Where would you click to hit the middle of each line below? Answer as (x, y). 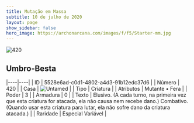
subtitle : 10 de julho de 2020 (44, 17)
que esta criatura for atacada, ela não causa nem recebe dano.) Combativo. (97, 101)
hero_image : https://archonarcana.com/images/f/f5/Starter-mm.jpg (89, 33)
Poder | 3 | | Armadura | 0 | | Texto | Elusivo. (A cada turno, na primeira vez (96, 95)
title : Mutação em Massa (36, 11)
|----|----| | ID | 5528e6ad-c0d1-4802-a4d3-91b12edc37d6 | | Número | (93, 82)
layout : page (22, 22)
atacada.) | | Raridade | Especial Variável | (56, 113)
